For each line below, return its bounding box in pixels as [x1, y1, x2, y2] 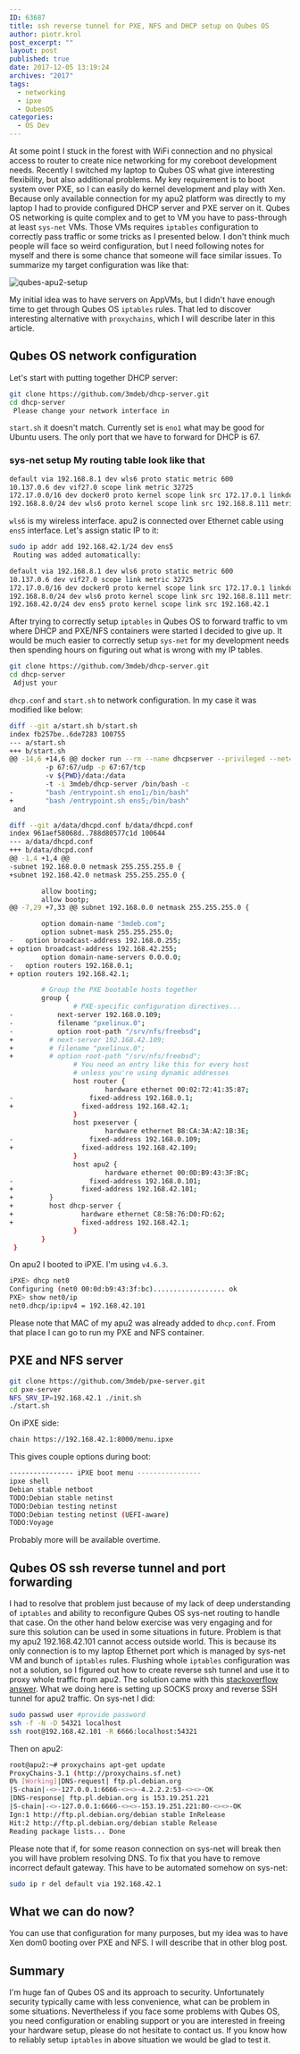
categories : [9, 113, 54, 122]
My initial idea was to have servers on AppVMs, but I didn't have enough [9, 294, 275, 305]
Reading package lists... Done [9, 1827, 126, 1836]
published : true [9, 55, 70, 63]
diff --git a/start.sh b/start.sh [9, 721, 138, 730]
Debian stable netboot [9, 1485, 94, 1494]
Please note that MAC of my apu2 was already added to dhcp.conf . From [9, 1317, 276, 1328]
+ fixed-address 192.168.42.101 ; [9, 1185, 198, 1194]
